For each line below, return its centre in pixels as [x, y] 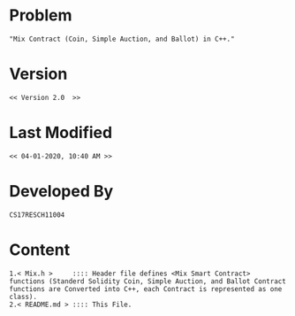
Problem [41, 15]
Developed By [61, 191]
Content [40, 250]
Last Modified [61, 133]
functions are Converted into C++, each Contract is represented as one [146, 289]
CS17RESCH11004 [37, 215]
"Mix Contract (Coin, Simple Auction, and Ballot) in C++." [122, 39]
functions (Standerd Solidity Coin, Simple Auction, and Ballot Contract [148, 281]
